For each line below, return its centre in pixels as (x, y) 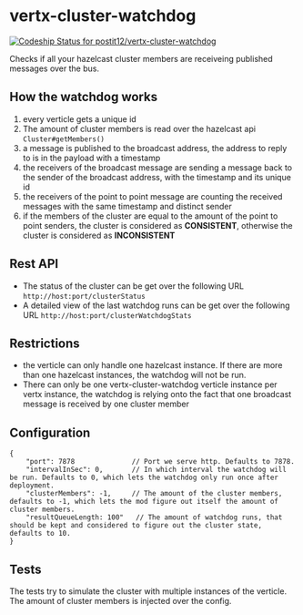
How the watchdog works (83, 97)
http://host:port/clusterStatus (84, 296)
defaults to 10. (40, 534)
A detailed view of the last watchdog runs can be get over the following (156, 305)
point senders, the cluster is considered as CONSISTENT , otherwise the (157, 225)
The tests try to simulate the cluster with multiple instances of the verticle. (148, 591)
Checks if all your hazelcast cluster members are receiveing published (141, 58)
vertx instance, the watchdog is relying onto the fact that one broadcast (157, 395)
